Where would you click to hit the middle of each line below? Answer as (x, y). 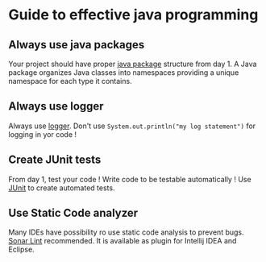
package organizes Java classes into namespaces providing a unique (124, 73)
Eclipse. (21, 250)
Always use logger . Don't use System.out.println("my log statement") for (132, 126)
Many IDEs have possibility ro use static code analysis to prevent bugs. (126, 232)
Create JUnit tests (55, 160)
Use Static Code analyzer (73, 213)
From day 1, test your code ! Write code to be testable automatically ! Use (130, 179)
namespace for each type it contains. (70, 81)
